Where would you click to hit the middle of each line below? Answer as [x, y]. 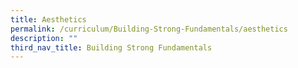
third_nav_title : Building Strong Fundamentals [111, 47]
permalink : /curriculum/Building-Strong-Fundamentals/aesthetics [149, 29]
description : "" [44, 38]
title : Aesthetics [48, 19]
